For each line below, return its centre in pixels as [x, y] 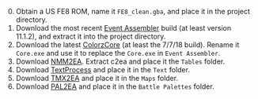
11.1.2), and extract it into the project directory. [91, 36]
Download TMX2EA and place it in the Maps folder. [97, 78]
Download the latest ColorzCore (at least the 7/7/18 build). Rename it [127, 45]
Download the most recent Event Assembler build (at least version [123, 28]
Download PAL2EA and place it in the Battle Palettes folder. [115, 86]
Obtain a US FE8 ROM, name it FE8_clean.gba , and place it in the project [133, 11]
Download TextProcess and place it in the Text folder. [102, 70]
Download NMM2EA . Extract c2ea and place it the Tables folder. [120, 61]
